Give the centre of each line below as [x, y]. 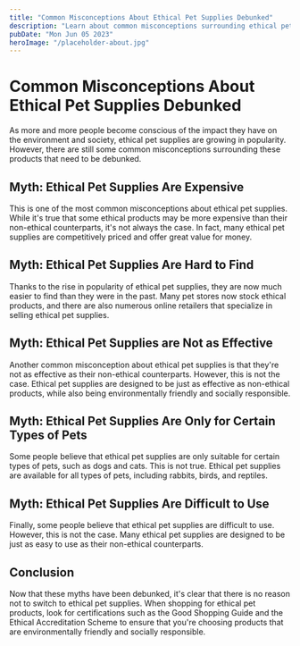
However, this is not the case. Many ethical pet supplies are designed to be [147, 535]
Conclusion [42, 572]
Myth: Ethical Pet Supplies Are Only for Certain [142, 421]
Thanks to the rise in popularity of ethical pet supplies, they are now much [146, 286]
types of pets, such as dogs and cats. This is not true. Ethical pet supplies [145, 466]
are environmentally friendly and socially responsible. [108, 632]
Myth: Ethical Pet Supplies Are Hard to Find [132, 265]
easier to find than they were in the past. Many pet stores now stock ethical [148, 296]
